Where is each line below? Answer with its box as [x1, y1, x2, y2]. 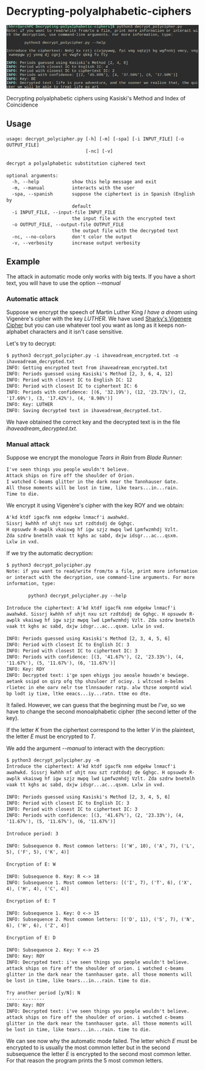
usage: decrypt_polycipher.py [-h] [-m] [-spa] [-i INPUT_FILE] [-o [6, 136, 184, 142]
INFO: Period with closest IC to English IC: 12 [6, 376, 132, 383]
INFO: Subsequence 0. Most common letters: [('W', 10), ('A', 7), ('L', [6, 843, 195, 849]
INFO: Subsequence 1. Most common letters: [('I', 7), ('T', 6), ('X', [6, 880, 192, 886]
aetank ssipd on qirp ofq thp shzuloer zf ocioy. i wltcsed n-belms [6, 678, 184, 685]
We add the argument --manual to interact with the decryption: [6, 745, 165, 752]
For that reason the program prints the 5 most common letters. [6, 1057, 164, 1064]
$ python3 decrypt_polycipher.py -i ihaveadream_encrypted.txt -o [6, 352, 179, 359]
